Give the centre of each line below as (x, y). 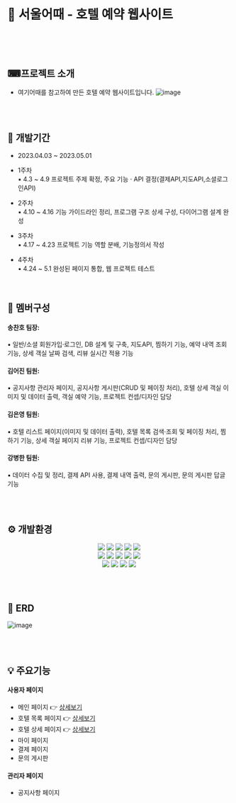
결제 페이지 (33, 749)
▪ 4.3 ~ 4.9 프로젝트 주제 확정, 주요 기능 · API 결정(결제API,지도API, (111, 179)
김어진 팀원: (24, 371)
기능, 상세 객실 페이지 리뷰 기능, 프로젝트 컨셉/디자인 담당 (99, 440)
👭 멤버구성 (29, 308)
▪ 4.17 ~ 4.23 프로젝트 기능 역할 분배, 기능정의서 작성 (91, 245)
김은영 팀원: (24, 414)
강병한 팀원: (24, 458)
